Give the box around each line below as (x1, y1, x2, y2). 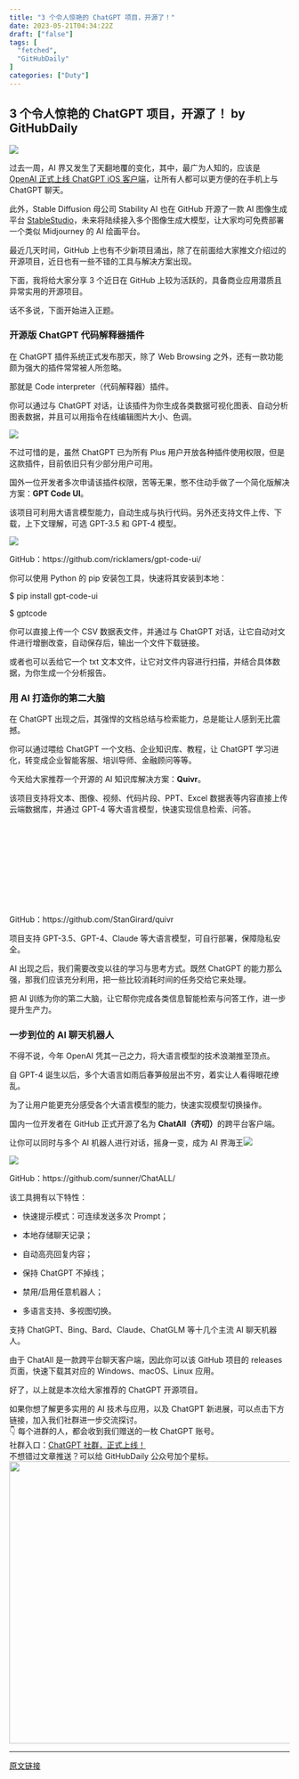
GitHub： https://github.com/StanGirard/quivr (9, 914, 174, 925)
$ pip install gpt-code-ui (9, 590, 98, 601)
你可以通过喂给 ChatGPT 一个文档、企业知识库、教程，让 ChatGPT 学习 (9, 744, 271, 755)
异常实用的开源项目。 (9, 286, 87, 297)
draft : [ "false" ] (9, 29, 74, 38)
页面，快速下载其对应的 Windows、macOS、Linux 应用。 (9, 1366, 220, 1376)
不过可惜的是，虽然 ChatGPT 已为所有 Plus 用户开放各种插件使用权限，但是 (9, 446, 286, 457)
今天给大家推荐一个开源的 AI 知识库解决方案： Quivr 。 (9, 774, 206, 785)
